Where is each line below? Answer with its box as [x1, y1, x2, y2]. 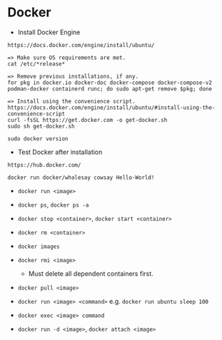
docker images [17, 243, 60, 250]
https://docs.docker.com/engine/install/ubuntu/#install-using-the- [7, 104, 216, 111]
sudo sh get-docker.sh [7, 123, 75, 130]
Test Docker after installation [17, 148, 103, 156]
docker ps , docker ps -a [17, 200, 89, 209]
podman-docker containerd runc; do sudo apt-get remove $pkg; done [7, 85, 213, 93]
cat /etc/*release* [7, 60, 66, 68]
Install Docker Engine [17, 28, 81, 36]
